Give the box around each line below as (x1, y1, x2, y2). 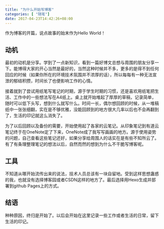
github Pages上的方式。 (13, 183, 62, 189)
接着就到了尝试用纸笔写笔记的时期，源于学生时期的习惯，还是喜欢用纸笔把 (5, 88, 155, 94)
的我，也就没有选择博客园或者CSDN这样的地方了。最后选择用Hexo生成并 (5, 177, 152, 183)
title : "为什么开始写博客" (5, 7, 54, 12)
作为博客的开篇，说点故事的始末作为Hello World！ (5, 30, 106, 36)
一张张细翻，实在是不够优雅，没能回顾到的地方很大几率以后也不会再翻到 (13, 107, 159, 113)
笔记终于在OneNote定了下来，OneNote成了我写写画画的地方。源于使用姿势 (5, 129, 157, 135)
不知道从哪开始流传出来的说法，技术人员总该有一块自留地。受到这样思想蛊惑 (5, 171, 159, 176)
